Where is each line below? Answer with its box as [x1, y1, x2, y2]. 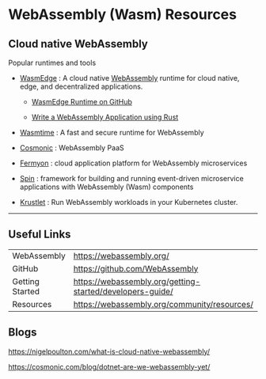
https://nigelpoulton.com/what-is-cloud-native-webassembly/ [8, 347, 211, 356]
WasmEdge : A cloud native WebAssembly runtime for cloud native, [19, 74, 240, 82]
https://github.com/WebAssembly [73, 263, 199, 274]
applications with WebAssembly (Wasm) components [19, 182, 194, 191]
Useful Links [8, 228, 71, 241]
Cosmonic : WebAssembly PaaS [19, 143, 124, 152]
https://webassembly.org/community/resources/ [73, 298, 253, 309]
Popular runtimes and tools [8, 58, 97, 67]
